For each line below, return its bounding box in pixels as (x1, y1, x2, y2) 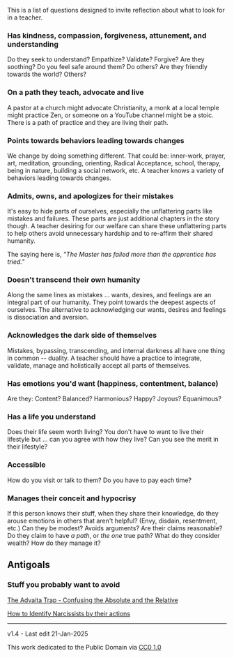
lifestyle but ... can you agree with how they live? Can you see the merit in (7, 435, 219, 444)
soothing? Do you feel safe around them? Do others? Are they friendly (7, 63, 208, 71)
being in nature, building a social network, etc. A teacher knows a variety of (7, 166, 224, 174)
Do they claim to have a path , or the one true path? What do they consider (7, 531, 221, 539)
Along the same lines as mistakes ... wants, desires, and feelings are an (7, 291, 212, 299)
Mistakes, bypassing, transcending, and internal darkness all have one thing (7, 346, 225, 354)
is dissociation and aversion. (7, 313, 89, 322)
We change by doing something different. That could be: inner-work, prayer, (7, 151, 226, 160)
